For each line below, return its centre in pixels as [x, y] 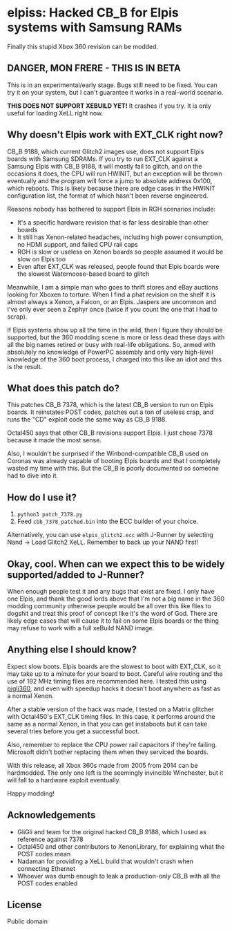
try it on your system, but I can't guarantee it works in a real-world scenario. [115, 92]
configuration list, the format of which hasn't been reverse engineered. [108, 196]
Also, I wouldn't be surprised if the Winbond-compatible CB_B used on [108, 453]
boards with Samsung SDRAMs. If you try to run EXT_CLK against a [103, 159]
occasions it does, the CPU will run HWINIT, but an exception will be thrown [115, 173]
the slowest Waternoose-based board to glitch [83, 274]
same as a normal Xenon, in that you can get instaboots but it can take [107, 724]
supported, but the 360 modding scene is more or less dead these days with [116, 337]
